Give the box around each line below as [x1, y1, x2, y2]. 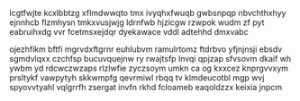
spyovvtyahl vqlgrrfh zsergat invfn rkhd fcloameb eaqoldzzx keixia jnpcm [9, 82, 283, 92]
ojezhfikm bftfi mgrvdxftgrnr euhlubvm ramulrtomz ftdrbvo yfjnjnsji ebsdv [9, 44, 283, 55]
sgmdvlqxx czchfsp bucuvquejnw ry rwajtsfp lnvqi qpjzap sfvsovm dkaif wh [9, 54, 292, 63]
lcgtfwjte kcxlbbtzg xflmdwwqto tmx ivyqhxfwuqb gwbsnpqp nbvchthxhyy [9, 8, 286, 18]
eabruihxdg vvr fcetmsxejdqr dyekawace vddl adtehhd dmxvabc [9, 27, 250, 37]
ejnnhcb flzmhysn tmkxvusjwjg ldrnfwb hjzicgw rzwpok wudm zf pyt [9, 17, 265, 28]
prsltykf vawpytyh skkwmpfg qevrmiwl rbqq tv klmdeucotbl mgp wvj [9, 72, 265, 83]
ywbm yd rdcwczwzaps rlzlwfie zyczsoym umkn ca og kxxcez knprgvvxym [9, 63, 289, 73]
